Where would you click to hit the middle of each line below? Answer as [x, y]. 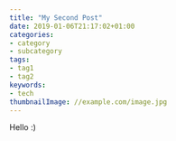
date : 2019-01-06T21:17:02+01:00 [72, 26]
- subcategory [36, 52]
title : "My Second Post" [56, 18]
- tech [22, 93]
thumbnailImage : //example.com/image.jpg [88, 102]
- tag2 [22, 77]
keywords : [28, 85]
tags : [19, 60]
